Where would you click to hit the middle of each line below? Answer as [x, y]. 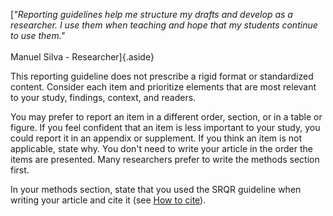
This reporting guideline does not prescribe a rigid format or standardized [162, 76]
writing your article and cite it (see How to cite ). [108, 200]
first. [20, 170]
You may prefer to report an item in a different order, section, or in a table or [166, 117]
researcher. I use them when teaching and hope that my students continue [164, 25]
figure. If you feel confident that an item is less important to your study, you [165, 127]
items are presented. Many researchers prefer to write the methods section [165, 159]
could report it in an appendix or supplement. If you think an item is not [156, 138]
